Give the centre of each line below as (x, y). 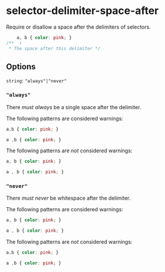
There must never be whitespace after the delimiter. (68, 198)
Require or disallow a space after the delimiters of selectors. (78, 27)
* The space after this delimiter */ (54, 48)
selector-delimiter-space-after (82, 11)
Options (21, 66)
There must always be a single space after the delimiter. (74, 107)
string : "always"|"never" (37, 81)
